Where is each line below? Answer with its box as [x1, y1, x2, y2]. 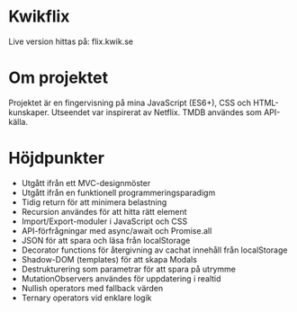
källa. [8, 116, 29, 127]
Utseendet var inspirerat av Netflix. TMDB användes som [51, 106, 262, 118]
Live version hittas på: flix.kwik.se [8, 36, 134, 47]
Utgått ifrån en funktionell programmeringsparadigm [21, 187, 216, 198]
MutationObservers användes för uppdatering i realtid [21, 272, 221, 284]
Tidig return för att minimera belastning [21, 196, 167, 208]
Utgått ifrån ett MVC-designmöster [21, 177, 151, 188]
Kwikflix [8, 6, 70, 27]
